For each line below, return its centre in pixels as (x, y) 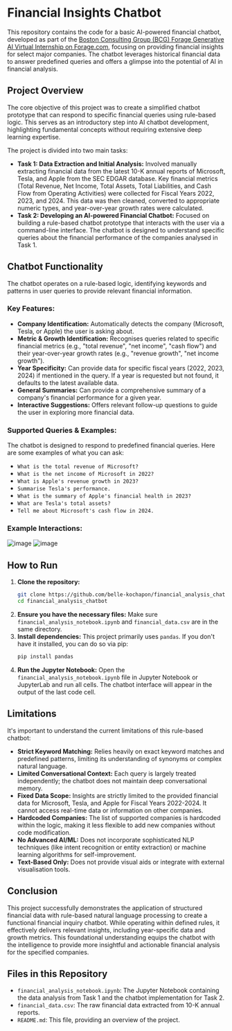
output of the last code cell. (56, 692)
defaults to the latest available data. (68, 382)
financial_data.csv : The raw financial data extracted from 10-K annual (118, 1005)
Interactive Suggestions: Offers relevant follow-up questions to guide (117, 404)
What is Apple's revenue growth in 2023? (78, 482)
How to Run (33, 565)
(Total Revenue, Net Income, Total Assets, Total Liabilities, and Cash (114, 186)
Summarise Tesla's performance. (64, 489)
